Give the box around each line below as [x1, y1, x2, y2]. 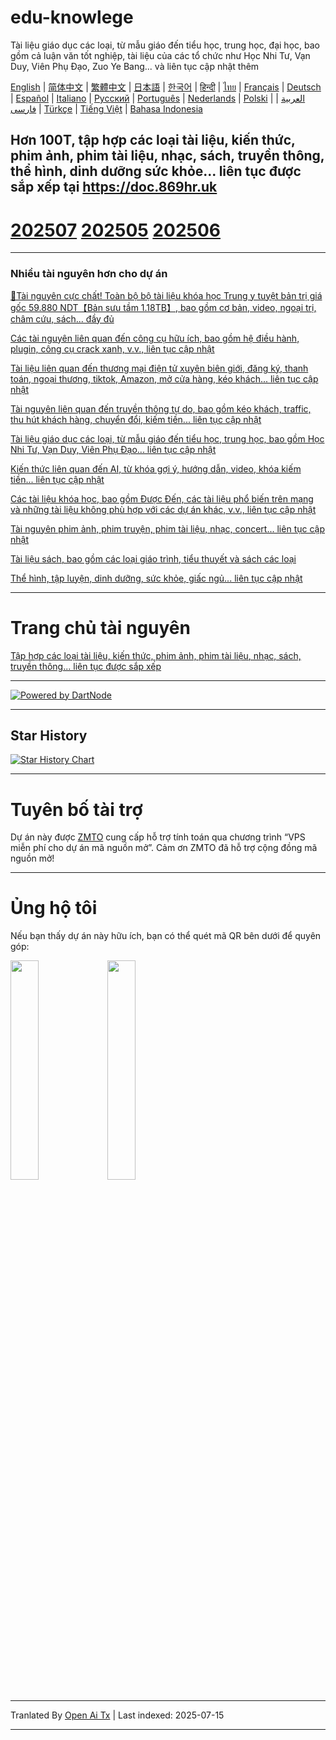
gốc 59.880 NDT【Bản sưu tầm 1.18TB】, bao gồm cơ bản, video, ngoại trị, [10, 301, 317, 313]
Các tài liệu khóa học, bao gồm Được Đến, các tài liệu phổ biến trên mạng [10, 492, 314, 505]
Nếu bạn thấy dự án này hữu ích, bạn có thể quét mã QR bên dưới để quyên [10, 930, 322, 942]
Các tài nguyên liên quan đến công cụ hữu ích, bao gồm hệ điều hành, [10, 332, 300, 344]
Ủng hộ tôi [10, 897, 98, 920]
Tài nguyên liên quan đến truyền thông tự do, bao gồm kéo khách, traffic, [10, 402, 312, 415]
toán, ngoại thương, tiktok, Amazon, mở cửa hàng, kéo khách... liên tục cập [10, 372, 319, 385]
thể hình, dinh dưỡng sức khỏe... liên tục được [10, 163, 302, 180]
